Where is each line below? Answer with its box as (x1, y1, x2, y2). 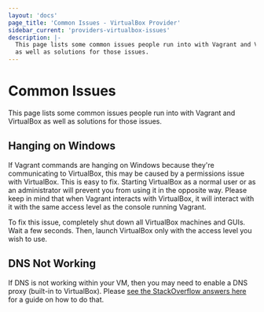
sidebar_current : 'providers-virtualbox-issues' (8, 26, 170, 34)
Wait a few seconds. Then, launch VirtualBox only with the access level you (8, 225, 252, 235)
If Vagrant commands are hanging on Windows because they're (8, 160, 214, 169)
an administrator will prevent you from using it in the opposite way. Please (8, 185, 247, 195)
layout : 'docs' (8, 11, 58, 20)
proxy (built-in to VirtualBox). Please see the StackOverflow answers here (8, 286, 247, 295)
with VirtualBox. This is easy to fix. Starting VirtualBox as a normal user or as (8, 176, 256, 186)
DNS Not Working (8, 257, 97, 270)
